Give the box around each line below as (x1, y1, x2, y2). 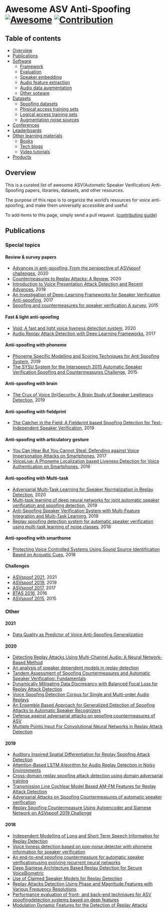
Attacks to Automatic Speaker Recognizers (12, 707, 101, 713)
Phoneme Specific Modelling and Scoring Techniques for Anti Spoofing (12, 353, 159, 359)
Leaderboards (12, 127, 42, 133)
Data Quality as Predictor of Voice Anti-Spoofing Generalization (12, 632, 143, 638)
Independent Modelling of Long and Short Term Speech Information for (12, 833, 159, 839)
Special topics (5, 242, 41, 249)
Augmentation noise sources (19, 117, 79, 122)
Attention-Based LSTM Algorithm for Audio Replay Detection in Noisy (12, 762, 155, 768)
